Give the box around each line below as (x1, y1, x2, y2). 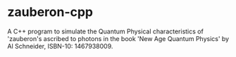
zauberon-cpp (7, 4, 94, 20)
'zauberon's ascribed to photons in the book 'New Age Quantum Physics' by (7, 34, 230, 42)
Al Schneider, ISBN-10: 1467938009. (7, 42, 113, 50)
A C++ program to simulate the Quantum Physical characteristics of (7, 27, 204, 35)
